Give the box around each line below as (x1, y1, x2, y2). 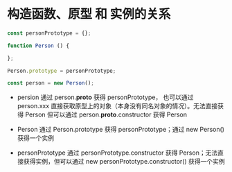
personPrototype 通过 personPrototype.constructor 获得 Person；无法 (17, 148, 218, 157)
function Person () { (7, 42, 70, 49)
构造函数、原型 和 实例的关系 (7, 6, 171, 22)
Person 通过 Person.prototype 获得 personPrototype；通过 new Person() (17, 126, 225, 134)
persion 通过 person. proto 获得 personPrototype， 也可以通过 (17, 93, 194, 101)
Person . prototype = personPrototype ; (7, 67, 116, 74)
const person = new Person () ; (7, 80, 95, 87)
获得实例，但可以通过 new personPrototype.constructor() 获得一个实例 (23, 157, 225, 166)
